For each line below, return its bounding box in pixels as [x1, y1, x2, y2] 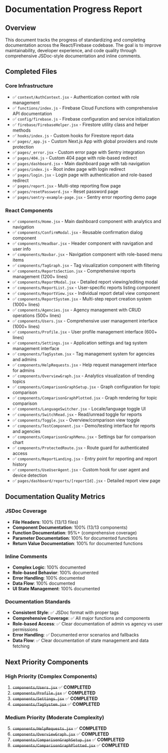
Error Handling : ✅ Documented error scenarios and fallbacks [12, 632, 139, 638]
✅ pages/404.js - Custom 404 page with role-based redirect [12, 155, 137, 161]
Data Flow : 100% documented [12, 580, 75, 586]
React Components [5, 207, 53, 214]
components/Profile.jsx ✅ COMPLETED [12, 690, 96, 696]
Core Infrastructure [5, 82, 53, 89]
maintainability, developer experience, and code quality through [5, 48, 136, 53]
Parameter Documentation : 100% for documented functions [12, 535, 138, 541]
